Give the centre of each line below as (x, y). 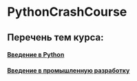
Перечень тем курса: (56, 37)
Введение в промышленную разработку (68, 70)
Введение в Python (36, 55)
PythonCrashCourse (67, 12)
